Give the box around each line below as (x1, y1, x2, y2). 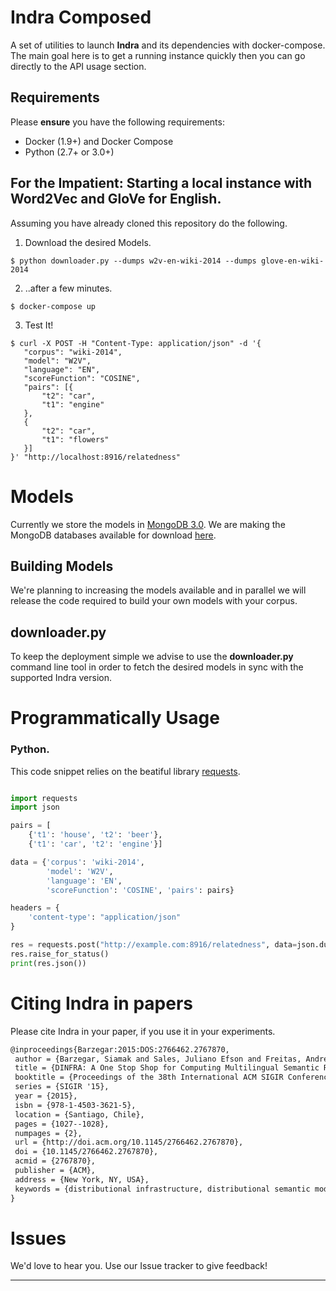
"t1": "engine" (41, 399, 105, 410)
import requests (10, 793, 78, 803)
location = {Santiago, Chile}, (14, 1109, 145, 1120)
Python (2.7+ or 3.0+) (24, 146, 115, 158)
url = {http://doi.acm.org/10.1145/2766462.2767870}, (14, 1137, 244, 1148)
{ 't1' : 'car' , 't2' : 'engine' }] (28, 839, 163, 850)
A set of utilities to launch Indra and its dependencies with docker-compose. (10, 39, 326, 51)
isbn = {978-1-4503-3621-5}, (14, 1100, 137, 1110)
